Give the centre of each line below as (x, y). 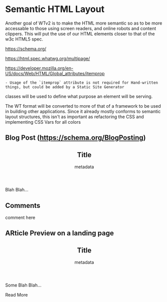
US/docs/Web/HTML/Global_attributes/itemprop (55, 73)
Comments (23, 206)
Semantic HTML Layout (55, 9)
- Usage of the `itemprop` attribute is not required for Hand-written (81, 83)
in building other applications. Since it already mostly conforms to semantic (83, 111)
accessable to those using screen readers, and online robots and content (81, 28)
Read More (17, 295)
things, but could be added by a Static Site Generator (65, 87)
